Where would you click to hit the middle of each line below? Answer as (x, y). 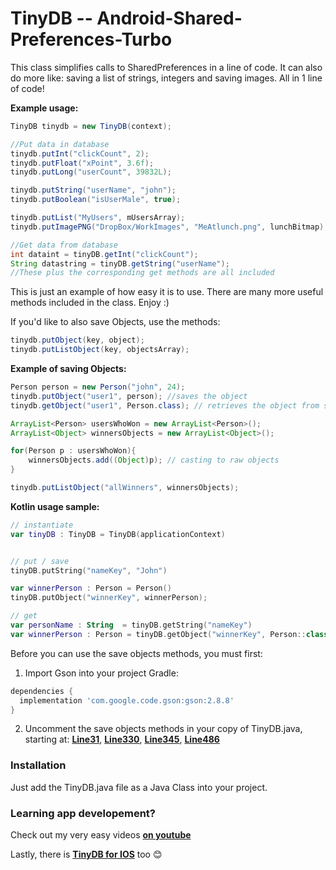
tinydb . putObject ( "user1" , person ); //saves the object (129, 396)
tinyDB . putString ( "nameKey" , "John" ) (89, 570)
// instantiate (42, 525)
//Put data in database (60, 144)
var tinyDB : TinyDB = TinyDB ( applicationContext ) (118, 534)
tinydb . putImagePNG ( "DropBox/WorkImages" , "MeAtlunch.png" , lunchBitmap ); (169, 227)
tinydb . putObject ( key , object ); (77, 340)
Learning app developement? (83, 813)
